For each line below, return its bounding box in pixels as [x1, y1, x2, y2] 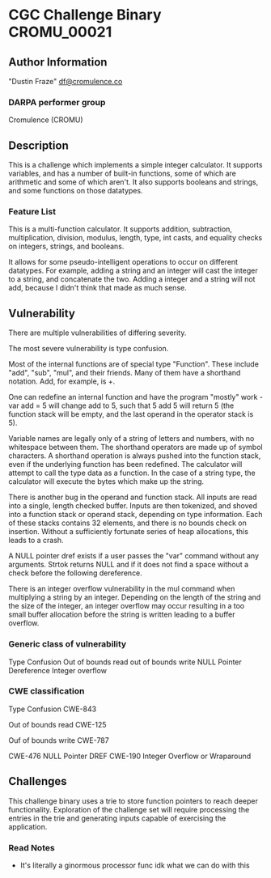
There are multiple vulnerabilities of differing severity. [8, 328, 187, 337]
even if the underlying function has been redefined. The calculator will [8, 460, 243, 469]
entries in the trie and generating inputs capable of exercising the [8, 813, 227, 823]
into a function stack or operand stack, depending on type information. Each [8, 510, 263, 520]
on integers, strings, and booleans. [8, 241, 125, 252]
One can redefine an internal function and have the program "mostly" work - [8, 392, 263, 402]
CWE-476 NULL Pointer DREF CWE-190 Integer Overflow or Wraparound [8, 751, 252, 761]
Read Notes [8, 842, 55, 853]
